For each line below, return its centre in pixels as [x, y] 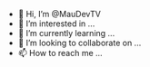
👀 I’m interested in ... [56, 24]
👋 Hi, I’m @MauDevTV [60, 14]
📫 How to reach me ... [60, 53]
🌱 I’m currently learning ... [66, 33]
